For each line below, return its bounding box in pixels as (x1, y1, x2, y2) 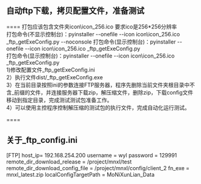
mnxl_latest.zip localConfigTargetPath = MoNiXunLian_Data (6, 171, 155, 178)
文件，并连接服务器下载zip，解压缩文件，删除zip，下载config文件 (30, 88, 194, 96)
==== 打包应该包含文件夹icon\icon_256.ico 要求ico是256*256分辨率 (6, 23, 177, 30)
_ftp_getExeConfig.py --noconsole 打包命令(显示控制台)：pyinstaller (6, 38, 176, 45)
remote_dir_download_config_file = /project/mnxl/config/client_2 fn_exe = (6, 164, 189, 171)
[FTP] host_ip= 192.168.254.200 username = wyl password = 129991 (6, 151, 177, 159)
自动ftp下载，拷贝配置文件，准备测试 (6, 5, 145, 16)
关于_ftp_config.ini (6, 135, 77, 145)
